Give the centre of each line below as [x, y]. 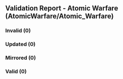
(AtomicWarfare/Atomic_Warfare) [59, 16]
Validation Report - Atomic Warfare [62, 8]
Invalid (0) [18, 31]
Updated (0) [20, 44]
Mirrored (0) [21, 58]
